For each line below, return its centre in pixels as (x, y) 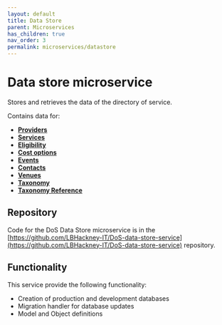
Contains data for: (34, 115)
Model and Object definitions (60, 314)
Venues (29, 175)
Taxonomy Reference (50, 190)
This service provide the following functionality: (77, 284)
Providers (32, 130)
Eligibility (32, 145)
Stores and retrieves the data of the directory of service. (90, 102)
